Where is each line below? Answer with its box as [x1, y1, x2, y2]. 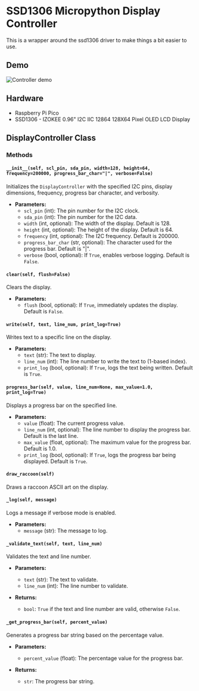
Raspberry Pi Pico [14, 109, 60, 116]
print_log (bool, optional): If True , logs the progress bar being [23, 451, 176, 458]
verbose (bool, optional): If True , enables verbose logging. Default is [23, 252, 189, 259]
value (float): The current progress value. [23, 419, 125, 427]
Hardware [6, 94, 43, 104]
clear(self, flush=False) [6, 272, 70, 277]
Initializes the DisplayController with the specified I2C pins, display [6, 183, 173, 190]
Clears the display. [6, 283, 52, 291]
